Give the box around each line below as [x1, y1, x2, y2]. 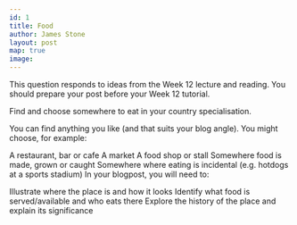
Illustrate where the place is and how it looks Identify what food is [9, 187, 251, 196]
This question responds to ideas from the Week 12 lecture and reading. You [9, 79, 286, 89]
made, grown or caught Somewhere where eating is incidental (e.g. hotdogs [9, 160, 289, 170]
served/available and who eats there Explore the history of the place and [9, 196, 276, 206]
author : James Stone [9, 29, 87, 38]
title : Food [9, 21, 54, 30]
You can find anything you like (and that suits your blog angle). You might [9, 123, 278, 134]
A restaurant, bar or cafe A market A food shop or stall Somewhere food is [9, 150, 283, 161]
